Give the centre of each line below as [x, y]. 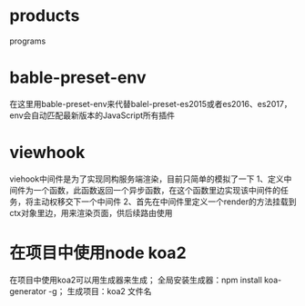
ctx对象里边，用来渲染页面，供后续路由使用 [91, 212]
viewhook [47, 153]
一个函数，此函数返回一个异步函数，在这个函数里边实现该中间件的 [157, 190]
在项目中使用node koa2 [98, 253]
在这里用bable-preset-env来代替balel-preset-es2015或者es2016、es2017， [151, 104]
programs [28, 41]
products [45, 16]
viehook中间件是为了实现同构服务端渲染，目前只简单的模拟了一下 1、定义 [147, 179]
